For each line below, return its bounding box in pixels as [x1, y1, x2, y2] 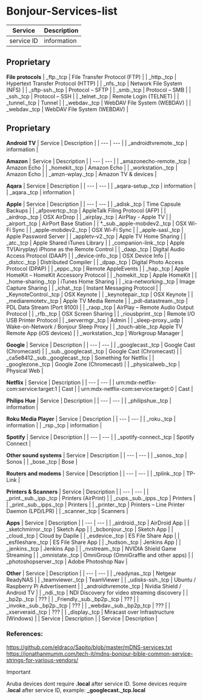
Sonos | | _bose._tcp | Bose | [6, 458, 78, 465]
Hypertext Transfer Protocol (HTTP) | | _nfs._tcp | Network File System [6, 80, 182, 87]
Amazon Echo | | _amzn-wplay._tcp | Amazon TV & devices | [6, 170, 157, 177]
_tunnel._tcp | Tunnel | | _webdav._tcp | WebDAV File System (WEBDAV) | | [6, 99, 191, 106]
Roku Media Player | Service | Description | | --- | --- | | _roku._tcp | [6, 415, 176, 423]
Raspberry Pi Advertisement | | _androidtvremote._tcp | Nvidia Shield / [6, 582, 182, 590]
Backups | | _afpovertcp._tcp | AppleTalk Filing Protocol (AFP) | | [6, 206, 166, 214]
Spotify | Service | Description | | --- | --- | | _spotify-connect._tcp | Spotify [6, 433, 195, 441]
